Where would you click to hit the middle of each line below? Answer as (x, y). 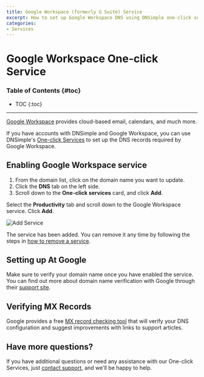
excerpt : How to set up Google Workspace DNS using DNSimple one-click (99, 18)
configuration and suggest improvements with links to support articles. (95, 328)
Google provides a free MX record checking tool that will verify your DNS (98, 321)
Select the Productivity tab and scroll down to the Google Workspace (93, 205)
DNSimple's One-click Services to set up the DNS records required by (94, 140)
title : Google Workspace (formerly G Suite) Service (74, 12)
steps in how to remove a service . (49, 241)
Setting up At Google (46, 260)
